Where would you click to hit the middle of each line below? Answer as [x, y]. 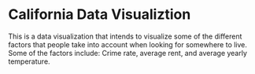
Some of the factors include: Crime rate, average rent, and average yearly [128, 53]
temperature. [29, 61]
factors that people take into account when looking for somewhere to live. [128, 44]
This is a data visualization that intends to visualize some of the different [125, 36]
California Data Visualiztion [100, 15]
